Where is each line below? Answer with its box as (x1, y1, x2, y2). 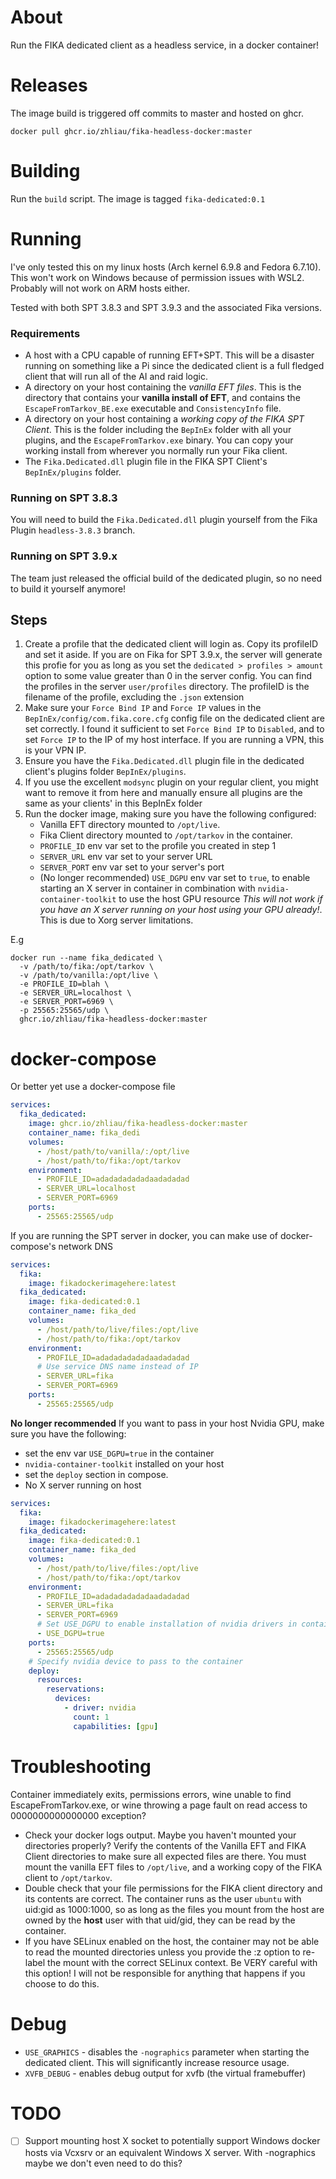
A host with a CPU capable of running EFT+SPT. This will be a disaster (24, 349, 315, 361)
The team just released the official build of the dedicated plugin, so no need (10, 572, 323, 584)
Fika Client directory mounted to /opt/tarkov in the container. (39, 829, 293, 841)
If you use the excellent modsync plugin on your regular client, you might (24, 776, 319, 788)
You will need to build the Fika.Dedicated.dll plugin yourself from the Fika (10, 514, 318, 526)
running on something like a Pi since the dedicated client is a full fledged (24, 360, 325, 372)
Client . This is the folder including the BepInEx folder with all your (24, 424, 292, 436)
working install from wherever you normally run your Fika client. (24, 445, 288, 457)
